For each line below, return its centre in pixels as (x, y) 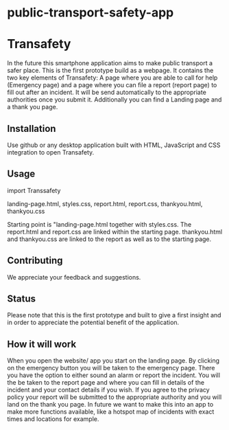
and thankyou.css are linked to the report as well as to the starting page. (109, 239)
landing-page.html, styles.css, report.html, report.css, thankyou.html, (105, 203)
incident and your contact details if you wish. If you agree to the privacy (109, 390)
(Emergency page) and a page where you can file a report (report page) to (112, 85)
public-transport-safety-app (91, 13)
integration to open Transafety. (51, 152)
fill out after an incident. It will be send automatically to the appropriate (107, 92)
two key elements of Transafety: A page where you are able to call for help (112, 78)
